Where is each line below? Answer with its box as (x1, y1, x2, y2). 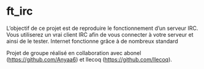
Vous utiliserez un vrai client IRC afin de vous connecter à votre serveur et (6, 31, 194, 38)
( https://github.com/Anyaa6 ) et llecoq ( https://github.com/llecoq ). (6, 56, 173, 63)
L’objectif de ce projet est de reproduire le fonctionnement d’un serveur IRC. (6, 24, 198, 32)
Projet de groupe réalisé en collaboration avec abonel (6, 49, 142, 56)
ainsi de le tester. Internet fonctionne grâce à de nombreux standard (6, 37, 178, 45)
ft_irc (6, 4, 33, 18)
